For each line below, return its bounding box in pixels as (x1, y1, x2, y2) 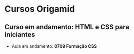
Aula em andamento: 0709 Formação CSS (11, 43, 97, 49)
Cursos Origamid (4, 3, 75, 15)
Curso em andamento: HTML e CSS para (4, 23, 130, 31)
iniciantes (4, 30, 35, 38)
